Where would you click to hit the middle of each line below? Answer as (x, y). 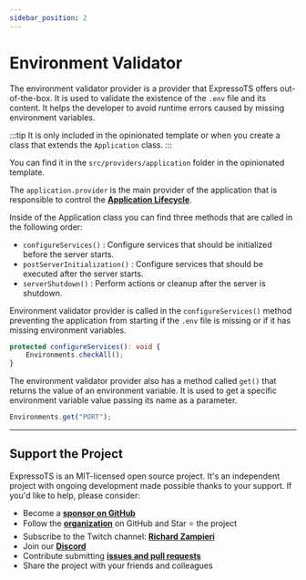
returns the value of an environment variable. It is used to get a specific (143, 391)
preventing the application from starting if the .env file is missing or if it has (150, 320)
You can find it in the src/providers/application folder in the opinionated (147, 162)
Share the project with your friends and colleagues (117, 565)
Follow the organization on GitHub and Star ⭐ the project (130, 523)
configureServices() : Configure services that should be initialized (148, 244)
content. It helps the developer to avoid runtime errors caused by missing (147, 108)
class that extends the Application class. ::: (91, 145)
